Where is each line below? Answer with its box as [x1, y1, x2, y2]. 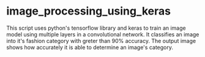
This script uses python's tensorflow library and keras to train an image [6, 24, 186, 32]
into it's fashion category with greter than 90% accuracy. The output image [6, 37, 196, 44]
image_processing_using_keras [6, 4, 171, 18]
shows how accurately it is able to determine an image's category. [6, 44, 173, 51]
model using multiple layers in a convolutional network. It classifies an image [6, 30, 199, 38]
